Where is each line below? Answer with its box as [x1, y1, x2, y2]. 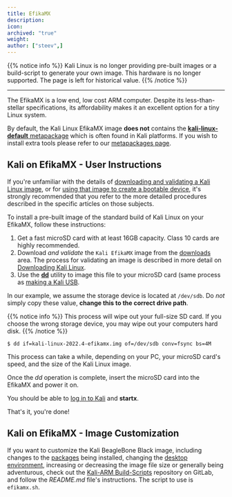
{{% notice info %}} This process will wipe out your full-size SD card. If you [7, 312, 222, 320]
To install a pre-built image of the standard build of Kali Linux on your [7, 213, 204, 221]
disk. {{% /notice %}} [7, 326, 68, 335]
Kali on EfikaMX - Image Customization [7, 428, 180, 439]
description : [7, 17, 45, 24]
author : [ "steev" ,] [7, 42, 64, 49]
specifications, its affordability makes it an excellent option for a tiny [26, 103, 220, 112]
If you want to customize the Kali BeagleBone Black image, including [7, 446, 202, 454]
